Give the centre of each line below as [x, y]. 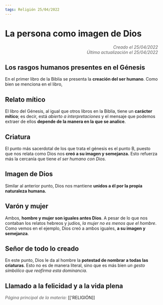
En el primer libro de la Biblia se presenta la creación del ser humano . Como [81, 79]
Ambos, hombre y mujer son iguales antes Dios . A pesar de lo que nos [76, 218]
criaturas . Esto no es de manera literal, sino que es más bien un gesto [75, 266]
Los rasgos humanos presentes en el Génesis [75, 67]
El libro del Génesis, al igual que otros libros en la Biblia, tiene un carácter [79, 111]
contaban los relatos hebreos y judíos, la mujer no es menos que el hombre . [81, 223]
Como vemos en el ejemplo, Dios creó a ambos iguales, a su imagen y [75, 228]
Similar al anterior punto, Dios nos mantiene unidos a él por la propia [74, 186]
